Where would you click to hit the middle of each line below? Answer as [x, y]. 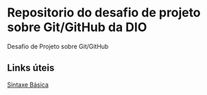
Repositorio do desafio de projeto [104, 13]
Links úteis [31, 68]
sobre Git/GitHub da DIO [77, 27]
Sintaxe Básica [28, 85]
